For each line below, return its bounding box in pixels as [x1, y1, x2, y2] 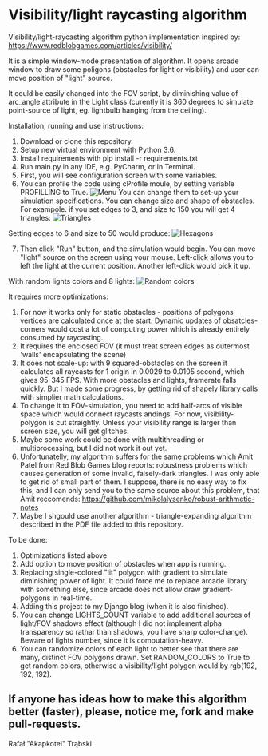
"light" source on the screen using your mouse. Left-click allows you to [19, 252, 254, 261]
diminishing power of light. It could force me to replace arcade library [19, 575, 247, 585]
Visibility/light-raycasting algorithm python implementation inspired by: [8, 32, 241, 42]
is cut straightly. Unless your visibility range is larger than [49, 417, 237, 427]
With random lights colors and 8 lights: [8, 276, 136, 285]
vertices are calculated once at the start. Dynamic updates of [19, 316, 222, 325]
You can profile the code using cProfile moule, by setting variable [19, 178, 235, 189]
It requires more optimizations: [8, 292, 109, 301]
